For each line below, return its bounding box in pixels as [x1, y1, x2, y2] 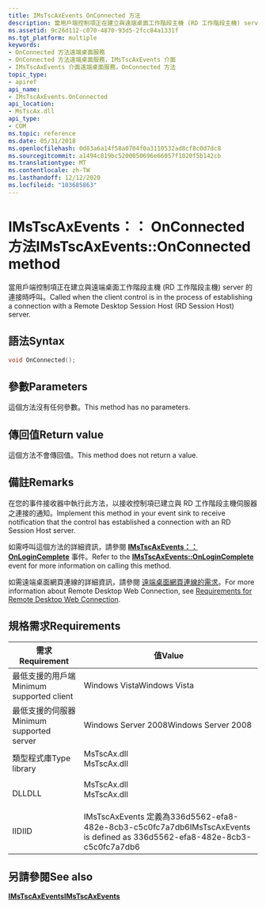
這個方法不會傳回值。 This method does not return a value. [8, 450, 198, 460]
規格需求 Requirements [8, 619, 121, 633]
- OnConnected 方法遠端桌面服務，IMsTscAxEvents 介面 [8, 56, 177, 64]
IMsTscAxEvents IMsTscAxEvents [8, 891, 120, 901]
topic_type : [8, 71, 47, 79]
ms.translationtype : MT [8, 159, 87, 167]
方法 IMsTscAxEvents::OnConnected [8, 237, 251, 255]
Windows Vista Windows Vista [83, 680, 195, 691]
